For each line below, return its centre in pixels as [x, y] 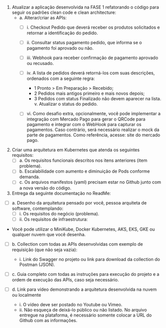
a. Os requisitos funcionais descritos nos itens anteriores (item [83, 160]
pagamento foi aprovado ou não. [60, 48]
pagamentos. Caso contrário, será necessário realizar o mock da [93, 130]
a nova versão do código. [45, 188]
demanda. [30, 177]
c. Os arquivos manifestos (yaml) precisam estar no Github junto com [90, 182]
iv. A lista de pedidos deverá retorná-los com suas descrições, [91, 73]
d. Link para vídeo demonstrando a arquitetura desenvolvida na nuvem [84, 289]
